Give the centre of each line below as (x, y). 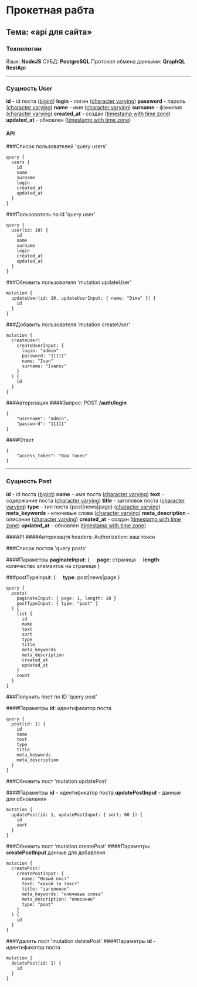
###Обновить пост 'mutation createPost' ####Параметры (78, 846)
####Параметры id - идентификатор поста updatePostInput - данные (94, 792)
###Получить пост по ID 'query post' (52, 697)
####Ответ (20, 440)
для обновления (26, 799)
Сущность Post (29, 481)
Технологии (24, 49)
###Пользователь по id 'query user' (51, 215)
